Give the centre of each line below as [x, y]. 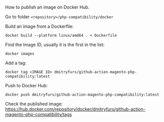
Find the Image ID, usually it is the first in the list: [55, 45]
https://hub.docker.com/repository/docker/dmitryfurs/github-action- [75, 109]
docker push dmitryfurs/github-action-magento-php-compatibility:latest [82, 95]
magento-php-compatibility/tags [39, 114]
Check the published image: [34, 104]
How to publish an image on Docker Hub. [47, 7]
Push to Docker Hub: [27, 86]
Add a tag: [16, 63]
